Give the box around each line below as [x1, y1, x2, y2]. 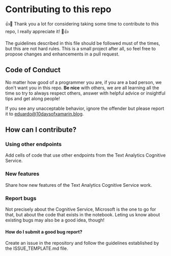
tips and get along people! [5, 95, 60, 101]
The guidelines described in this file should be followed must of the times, [5, 40, 160, 46]
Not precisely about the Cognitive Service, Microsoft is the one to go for [5, 206, 156, 212]
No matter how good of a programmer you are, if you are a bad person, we [5, 79, 162, 85]
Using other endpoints [5, 141, 62, 148]
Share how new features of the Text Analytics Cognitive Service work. [5, 182, 152, 188]
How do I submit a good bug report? [5, 229, 82, 235]
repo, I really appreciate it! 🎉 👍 [5, 28, 69, 34]
